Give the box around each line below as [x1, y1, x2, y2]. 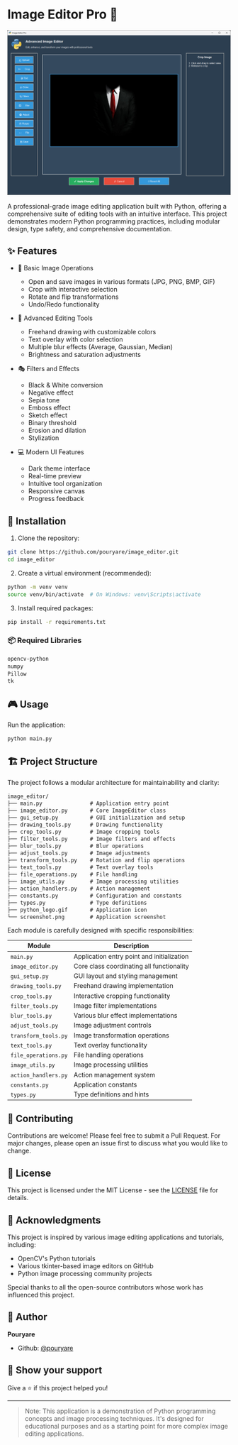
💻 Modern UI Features [17, 448, 85, 456]
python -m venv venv [7, 583, 69, 590]
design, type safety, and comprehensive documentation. [7, 224, 172, 233]
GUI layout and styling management [73, 972, 178, 980]
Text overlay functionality [73, 1040, 147, 1049]
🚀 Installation [7, 515, 67, 527]
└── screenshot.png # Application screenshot [7, 913, 166, 921]
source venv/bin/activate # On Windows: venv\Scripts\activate [7, 590, 201, 598]
